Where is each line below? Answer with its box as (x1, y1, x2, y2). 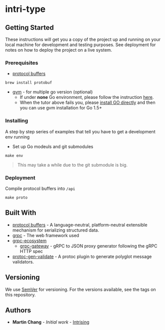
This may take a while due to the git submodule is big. (17, 162, 128, 167)
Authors (5, 306, 31, 314)
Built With (5, 209, 36, 217)
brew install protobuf (5, 81, 52, 85)
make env (5, 153, 23, 158)
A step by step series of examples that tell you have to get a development (5, 128, 156, 135)
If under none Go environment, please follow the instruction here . (19, 94, 154, 100)
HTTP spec (19, 248, 43, 254)
